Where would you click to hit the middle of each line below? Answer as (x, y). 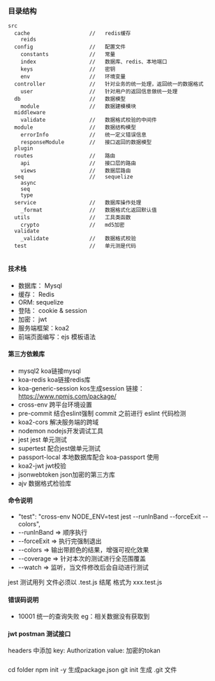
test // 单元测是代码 (75, 246)
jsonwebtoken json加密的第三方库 (67, 475)
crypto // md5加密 (73, 225)
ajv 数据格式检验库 (45, 483)
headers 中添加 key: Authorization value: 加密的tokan (84, 651)
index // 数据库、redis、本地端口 (94, 62)
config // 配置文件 (70, 47)
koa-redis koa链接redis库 (54, 379)
